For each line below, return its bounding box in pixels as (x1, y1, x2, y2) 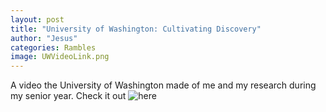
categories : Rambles (10, 42, 97, 53)
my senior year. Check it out (10, 90, 127, 102)
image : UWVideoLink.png (10, 52, 110, 62)
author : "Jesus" (10, 33, 78, 43)
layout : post (10, 14, 65, 25)
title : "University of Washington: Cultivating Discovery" (10, 24, 262, 34)
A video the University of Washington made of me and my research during (10, 79, 317, 91)
